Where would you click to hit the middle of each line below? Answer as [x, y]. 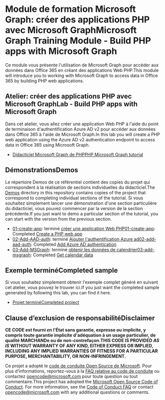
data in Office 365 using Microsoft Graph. [48, 145]
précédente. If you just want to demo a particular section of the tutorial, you [82, 214]
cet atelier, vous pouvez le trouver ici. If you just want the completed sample [82, 287]
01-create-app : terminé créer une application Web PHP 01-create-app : [83, 229]
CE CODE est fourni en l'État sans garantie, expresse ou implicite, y [76, 330]
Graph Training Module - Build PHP [78, 41]
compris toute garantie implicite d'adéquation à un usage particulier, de [81, 335]
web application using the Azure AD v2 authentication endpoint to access [80, 139]
